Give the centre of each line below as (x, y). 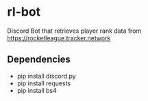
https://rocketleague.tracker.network (59, 38)
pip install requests (44, 83)
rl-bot (24, 12)
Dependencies (39, 60)
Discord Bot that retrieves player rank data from (74, 31)
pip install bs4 (37, 90)
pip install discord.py (47, 76)
